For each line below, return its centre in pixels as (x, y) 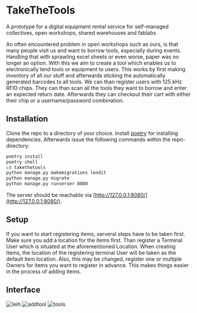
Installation (27, 119)
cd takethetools (26, 167)
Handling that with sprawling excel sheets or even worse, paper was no (93, 56)
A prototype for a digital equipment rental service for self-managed (87, 26)
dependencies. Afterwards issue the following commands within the (88, 139)
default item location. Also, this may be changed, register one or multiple (94, 259)
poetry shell (22, 162)
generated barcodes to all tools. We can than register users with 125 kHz (94, 81)
